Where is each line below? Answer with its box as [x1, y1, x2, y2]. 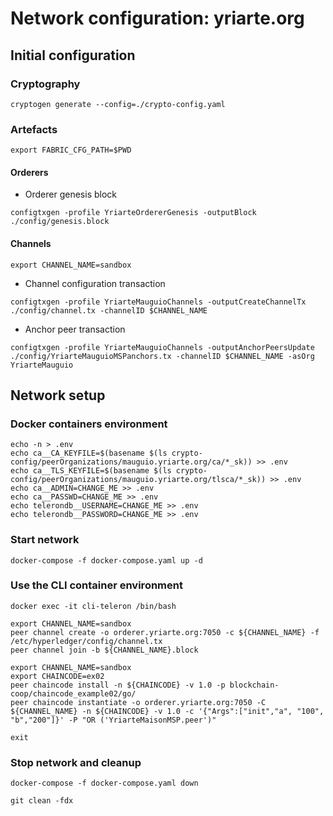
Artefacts [10, 122, 58, 136]
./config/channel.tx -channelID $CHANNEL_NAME [10, 305, 208, 316]
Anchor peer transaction [24, 323, 126, 335]
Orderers [10, 166, 49, 178]
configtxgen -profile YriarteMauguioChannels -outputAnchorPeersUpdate [10, 342, 315, 352]
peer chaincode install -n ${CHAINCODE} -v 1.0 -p [10, 680, 226, 690]
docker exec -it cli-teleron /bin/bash [10, 601, 177, 611]
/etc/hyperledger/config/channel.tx [10, 636, 163, 646]
